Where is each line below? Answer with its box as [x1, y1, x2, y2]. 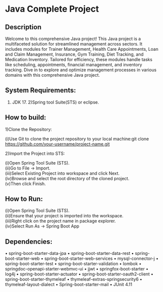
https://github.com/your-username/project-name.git [5, 141, 110, 147]
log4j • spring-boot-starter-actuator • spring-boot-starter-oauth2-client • [5, 271, 154, 277]
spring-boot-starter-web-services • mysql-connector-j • [44, 255, 159, 262]
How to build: [5, 113, 46, 122]
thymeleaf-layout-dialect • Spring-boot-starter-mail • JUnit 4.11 [5, 282, 133, 288]
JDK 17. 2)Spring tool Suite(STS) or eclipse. [12, 99, 99, 105]
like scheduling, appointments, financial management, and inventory [5, 62, 143, 67]
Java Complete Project [5, 3, 99, 15]
